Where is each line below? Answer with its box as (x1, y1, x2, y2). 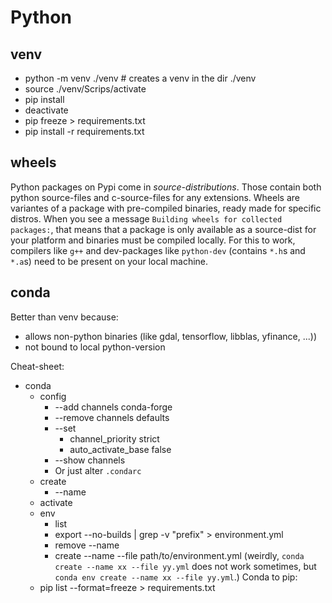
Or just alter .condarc (54, 464, 142, 476)
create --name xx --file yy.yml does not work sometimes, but (54, 560, 317, 572)
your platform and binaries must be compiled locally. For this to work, (10, 234, 296, 246)
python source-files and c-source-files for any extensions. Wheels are (10, 191, 300, 203)
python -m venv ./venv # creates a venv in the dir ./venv (24, 72, 257, 84)
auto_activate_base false (69, 443, 172, 455)
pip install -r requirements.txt (24, 126, 145, 137)
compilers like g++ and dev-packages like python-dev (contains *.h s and (10, 244, 306, 256)
